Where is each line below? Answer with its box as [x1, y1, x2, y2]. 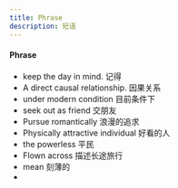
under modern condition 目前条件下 [22, 93, 156, 104]
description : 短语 [9, 22, 76, 31]
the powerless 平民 [22, 138, 94, 149]
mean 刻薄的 [22, 161, 71, 172]
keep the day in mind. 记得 [22, 70, 123, 81]
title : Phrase [9, 13, 64, 23]
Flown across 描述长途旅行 [22, 150, 124, 161]
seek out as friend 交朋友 [22, 105, 117, 116]
